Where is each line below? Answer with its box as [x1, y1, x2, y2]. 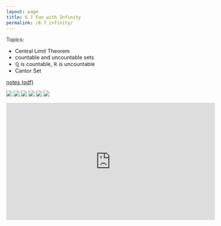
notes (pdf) [6, 79, 34, 86]
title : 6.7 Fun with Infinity [6, 14, 82, 20]
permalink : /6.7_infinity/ [6, 20, 73, 26]
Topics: [6, 36, 24, 43]
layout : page [6, 8, 39, 15]
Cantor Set [14, 67, 42, 74]
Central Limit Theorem [14, 48, 70, 55]
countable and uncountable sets [14, 54, 94, 61]
